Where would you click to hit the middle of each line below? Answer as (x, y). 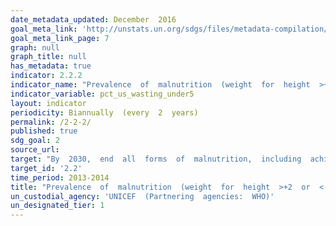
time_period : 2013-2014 (60, 177)
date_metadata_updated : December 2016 (93, 19)
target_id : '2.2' (46, 168)
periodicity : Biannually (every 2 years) (104, 112)
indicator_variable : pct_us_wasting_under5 (102, 94)
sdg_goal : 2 (35, 141)
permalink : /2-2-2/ (51, 122)
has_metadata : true (51, 66)
